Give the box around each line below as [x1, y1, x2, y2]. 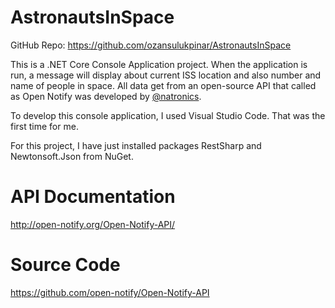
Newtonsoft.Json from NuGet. [10, 150, 134, 162]
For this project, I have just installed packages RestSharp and [10, 139, 262, 151]
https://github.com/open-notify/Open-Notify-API [10, 286, 210, 298]
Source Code [10, 254, 121, 276]
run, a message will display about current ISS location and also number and [10, 69, 322, 81]
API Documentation [10, 186, 176, 208]
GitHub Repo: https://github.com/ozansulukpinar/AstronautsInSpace [10, 39, 292, 51]
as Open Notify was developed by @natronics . [10, 90, 202, 102]
